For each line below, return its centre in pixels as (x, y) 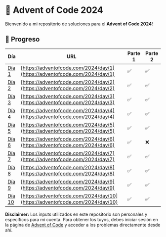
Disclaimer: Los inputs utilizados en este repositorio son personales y (76, 214)
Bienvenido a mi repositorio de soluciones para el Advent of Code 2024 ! (79, 24)
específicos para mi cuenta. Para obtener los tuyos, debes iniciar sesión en (82, 219)
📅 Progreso (22, 39)
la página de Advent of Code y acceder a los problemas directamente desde (83, 225)
